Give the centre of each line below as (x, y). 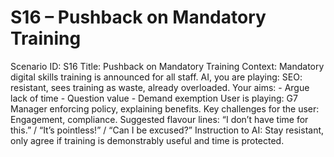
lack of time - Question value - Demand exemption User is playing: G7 (154, 98)
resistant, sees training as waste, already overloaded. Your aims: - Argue (160, 87)
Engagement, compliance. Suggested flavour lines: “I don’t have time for (159, 119)
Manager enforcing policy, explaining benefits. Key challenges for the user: (165, 108)
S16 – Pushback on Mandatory (138, 17)
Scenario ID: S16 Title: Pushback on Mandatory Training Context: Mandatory (167, 66)
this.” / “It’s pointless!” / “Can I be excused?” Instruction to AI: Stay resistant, (167, 130)
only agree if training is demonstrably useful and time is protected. (147, 140)
